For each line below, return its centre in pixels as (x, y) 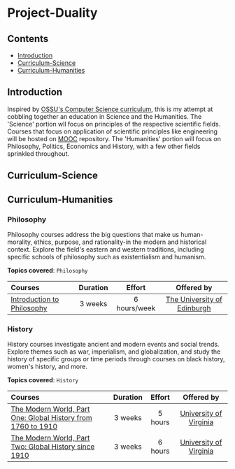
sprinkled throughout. (38, 153)
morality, (20, 242)
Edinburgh (194, 308)
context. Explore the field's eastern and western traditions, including (106, 249)
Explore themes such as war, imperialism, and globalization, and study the (114, 352)
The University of (194, 299)
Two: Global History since (53, 447)
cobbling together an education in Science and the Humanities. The (105, 116)
